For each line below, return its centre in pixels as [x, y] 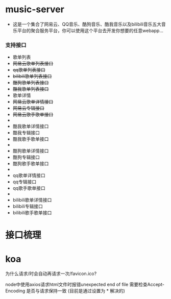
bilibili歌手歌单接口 [32, 213]
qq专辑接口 [25, 182]
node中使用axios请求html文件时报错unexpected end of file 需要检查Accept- [85, 285]
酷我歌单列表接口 [31, 89]
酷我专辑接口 [26, 133]
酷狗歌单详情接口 [31, 151]
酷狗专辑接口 [26, 157]
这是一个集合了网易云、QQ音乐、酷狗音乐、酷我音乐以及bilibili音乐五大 [87, 24]
